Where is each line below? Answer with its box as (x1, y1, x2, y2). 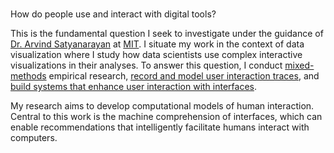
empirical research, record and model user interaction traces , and (48, 70, 320, 82)
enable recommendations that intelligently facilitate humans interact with (10, 121, 310, 133)
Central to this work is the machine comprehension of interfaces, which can (10, 111, 323, 123)
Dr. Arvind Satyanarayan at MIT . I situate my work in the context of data (10, 38, 305, 50)
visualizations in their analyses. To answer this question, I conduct (10, 59, 283, 72)
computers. (10, 132, 58, 144)
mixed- (284, 59, 315, 72)
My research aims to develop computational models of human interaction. (10, 100, 315, 112)
